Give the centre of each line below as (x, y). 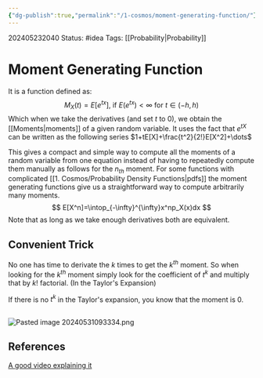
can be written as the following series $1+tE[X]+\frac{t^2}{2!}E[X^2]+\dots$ (130, 136)
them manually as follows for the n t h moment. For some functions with (121, 169)
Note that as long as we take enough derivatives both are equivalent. (119, 220)
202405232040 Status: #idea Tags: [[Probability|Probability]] (107, 38)
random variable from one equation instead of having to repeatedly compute (131, 160)
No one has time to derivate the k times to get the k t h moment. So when (124, 264)
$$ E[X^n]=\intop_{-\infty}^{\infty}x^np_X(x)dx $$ (131, 208)
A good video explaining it (50, 365)
